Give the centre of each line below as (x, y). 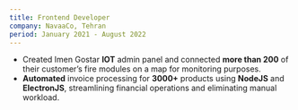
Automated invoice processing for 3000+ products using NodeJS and (153, 79)
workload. (41, 97)
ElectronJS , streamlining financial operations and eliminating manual (149, 88)
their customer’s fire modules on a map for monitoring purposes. (142, 69)
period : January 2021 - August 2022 (78, 34)
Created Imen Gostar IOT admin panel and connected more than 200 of (155, 60)
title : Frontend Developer (60, 17)
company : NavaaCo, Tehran (57, 26)
